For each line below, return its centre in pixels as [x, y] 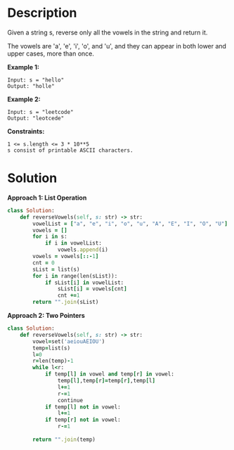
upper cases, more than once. [51, 53]
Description [42, 13]
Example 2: [24, 99]
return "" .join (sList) [66, 302]
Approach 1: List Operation [47, 198]
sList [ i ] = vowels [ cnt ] [92, 289]
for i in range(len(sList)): [75, 276]
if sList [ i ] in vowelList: [84, 283]
